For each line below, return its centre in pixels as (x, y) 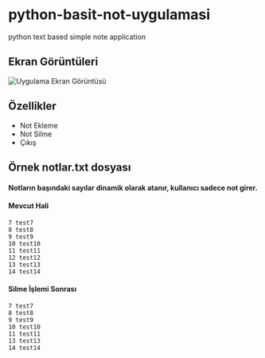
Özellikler (33, 106)
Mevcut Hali (29, 206)
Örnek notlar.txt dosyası (70, 167)
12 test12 (25, 258)
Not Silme (36, 134)
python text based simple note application (77, 37)
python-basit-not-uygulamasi (109, 15)
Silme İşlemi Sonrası (43, 289)
